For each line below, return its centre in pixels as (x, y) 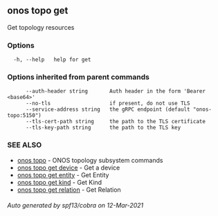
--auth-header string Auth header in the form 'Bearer (116, 91)
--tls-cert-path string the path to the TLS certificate (116, 122)
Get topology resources (41, 27)
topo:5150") (24, 116)
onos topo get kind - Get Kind (60, 182)
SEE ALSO (25, 145)
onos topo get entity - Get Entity (63, 174)
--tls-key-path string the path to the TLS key (103, 128)
